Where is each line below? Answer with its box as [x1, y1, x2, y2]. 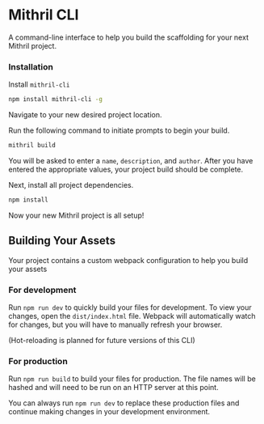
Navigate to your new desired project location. [8, 110, 163, 120]
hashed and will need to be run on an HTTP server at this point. [8, 383, 220, 392]
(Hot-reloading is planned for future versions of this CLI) [8, 335, 195, 345]
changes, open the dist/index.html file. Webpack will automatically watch [8, 311, 256, 320]
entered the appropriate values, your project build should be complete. [8, 164, 244, 174]
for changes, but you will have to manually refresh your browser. [8, 320, 223, 329]
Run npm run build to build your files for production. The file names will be [8, 374, 256, 384]
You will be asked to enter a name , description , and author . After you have [8, 155, 254, 165]
